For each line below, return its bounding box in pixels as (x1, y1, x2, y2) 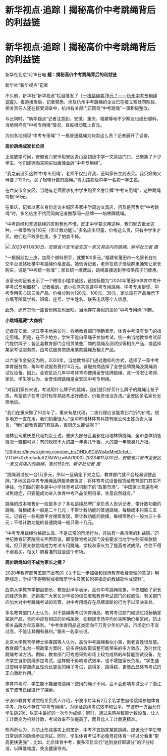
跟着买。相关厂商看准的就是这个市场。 (9, 549, 88, 555)
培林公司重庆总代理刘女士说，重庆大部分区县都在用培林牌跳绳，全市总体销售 (5, 433, 162, 439)
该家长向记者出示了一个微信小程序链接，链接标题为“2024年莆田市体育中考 (5, 277, 157, 284)
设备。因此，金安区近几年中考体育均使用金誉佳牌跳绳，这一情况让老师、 (13, 370, 162, 376)
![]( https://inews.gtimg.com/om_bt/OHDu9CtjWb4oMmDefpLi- (5, 449, 133, 455)
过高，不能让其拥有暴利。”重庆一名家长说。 (5, 629, 92, 634)
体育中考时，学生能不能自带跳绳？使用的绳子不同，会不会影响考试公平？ (5, 681, 153, 687)
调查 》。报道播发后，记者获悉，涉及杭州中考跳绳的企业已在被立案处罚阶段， (5, 99, 160, 105)
